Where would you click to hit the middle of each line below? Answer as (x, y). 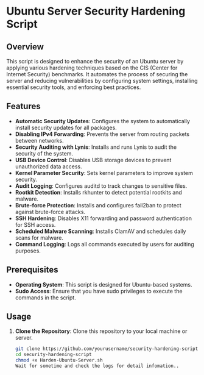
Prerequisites (32, 270)
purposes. (28, 251)
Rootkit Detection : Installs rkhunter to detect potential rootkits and (99, 192)
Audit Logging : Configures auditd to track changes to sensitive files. (101, 186)
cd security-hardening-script (54, 355)
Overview (25, 47)
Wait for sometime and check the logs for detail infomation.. (97, 366)
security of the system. (44, 153)
